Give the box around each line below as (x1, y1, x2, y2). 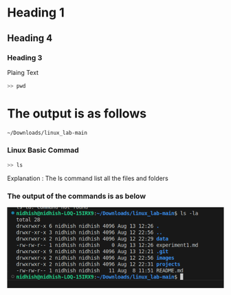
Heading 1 (7, 5, 65, 21)
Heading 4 (7, 32, 53, 44)
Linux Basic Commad (7, 145, 79, 155)
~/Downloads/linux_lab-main (7, 129, 88, 136)
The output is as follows (7, 105, 146, 121)
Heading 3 (7, 53, 43, 63)
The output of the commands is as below (7, 191, 146, 201)
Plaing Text (7, 68, 39, 76)
